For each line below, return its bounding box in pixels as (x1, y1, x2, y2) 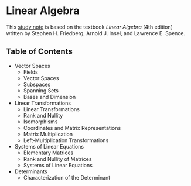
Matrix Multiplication (23, 130, 73, 137)
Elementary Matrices (23, 149, 74, 156)
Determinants (14, 168, 48, 175)
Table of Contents (6, 47, 73, 57)
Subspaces (23, 81, 51, 88)
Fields (23, 68, 38, 75)
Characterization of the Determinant (23, 174, 111, 181)
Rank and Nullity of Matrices (23, 155, 92, 162)
